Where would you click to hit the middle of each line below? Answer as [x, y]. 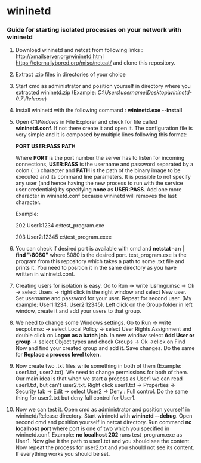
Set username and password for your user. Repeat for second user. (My [103, 298]
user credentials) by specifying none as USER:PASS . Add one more [98, 190]
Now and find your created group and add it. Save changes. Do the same [105, 348]
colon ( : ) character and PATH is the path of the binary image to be [98, 170]
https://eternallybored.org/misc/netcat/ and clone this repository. [95, 63]
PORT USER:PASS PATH [46, 146]
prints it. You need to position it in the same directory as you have [96, 268]
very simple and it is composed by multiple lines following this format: [101, 135]
